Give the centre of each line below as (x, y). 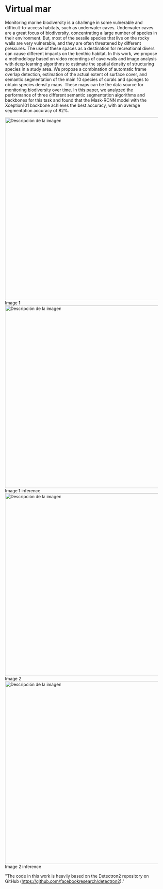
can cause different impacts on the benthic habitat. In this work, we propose (81, 53)
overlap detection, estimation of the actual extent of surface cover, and (76, 74)
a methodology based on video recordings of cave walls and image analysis (81, 58)
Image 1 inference (23, 490)
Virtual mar (28, 9)
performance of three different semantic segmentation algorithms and (75, 95)
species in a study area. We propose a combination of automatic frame (76, 69)
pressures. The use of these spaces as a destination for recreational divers (80, 48)
